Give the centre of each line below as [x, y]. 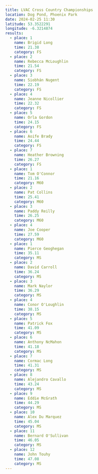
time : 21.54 [27, 66]
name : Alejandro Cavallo [40, 379]
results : [14, 33]
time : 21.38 [27, 47]
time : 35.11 [27, 253]
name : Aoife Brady [33, 136]
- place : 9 [21, 393]
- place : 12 [22, 450]
